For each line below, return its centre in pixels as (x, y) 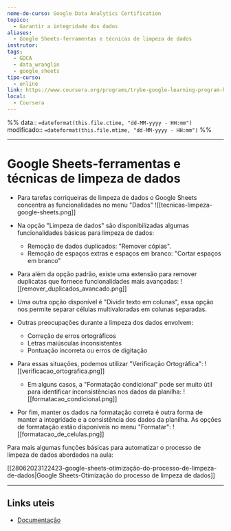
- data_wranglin (36, 65)
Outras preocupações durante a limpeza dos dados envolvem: (105, 322)
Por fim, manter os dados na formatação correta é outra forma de (110, 412)
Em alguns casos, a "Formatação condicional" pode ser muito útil (120, 384)
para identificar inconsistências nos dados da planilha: (104, 392)
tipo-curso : (24, 77)
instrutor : (23, 45)
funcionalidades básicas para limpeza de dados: (86, 233)
